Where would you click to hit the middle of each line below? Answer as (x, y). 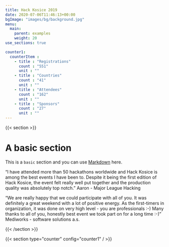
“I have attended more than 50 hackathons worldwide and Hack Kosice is (81, 172)
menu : (11, 24)
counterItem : (24, 57)
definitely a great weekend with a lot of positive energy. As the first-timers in (85, 203)
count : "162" (34, 94)
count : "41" (32, 80)
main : (16, 29)
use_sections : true (26, 43)
